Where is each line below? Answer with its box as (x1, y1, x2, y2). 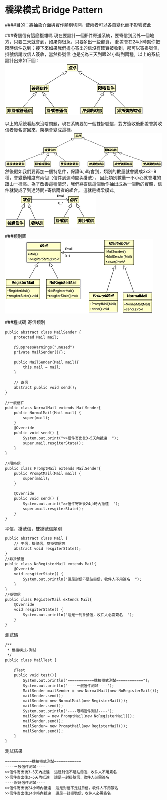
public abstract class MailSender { (5, 330, 81, 335)
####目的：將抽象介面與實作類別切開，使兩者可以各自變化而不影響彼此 (5, 22, 152, 28)
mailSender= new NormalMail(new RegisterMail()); (23, 698, 128, 703)
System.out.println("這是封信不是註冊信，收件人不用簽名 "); (23, 577, 142, 582)
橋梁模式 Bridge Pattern (5, 4, 103, 16)
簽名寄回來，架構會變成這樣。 (13, 127, 75, 133)
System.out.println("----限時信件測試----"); (23, 709, 114, 714)
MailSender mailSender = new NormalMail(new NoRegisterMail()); (23, 688, 159, 693)
